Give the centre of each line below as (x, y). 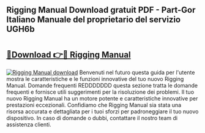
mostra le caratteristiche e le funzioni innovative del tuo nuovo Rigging (95, 79)
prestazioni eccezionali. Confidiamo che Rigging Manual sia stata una (94, 105)
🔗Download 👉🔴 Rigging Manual (69, 55)
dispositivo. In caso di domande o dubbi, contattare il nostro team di (92, 118)
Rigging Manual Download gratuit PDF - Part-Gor (101, 10)
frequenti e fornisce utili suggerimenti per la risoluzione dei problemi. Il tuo (100, 92)
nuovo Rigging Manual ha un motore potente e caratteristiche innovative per (102, 98)
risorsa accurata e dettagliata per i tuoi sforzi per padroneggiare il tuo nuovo (102, 112)
